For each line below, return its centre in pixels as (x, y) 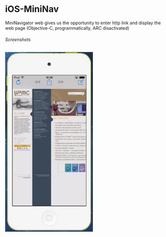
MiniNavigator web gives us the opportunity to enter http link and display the (83, 23)
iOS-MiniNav (32, 9)
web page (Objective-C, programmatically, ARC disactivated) (67, 28)
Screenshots (18, 39)
